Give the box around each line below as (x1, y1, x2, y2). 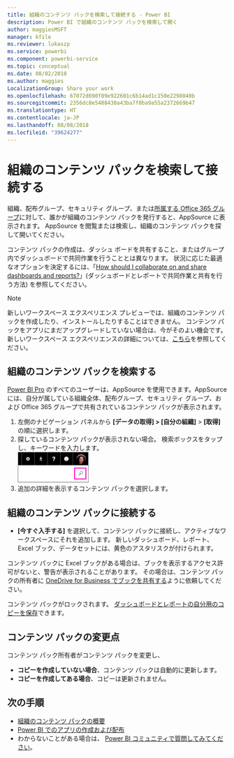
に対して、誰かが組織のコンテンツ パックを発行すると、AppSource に (19, 213, 220, 221)
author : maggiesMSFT (7, 26, 68, 33)
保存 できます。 (25, 609, 68, 617)
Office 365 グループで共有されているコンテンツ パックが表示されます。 (20, 403, 226, 411)
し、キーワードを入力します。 (17, 444, 103, 452)
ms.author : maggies (7, 77, 64, 84)
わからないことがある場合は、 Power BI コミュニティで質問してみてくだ (17, 734, 224, 743)
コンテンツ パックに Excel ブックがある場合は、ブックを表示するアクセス (7, 559, 218, 567)
